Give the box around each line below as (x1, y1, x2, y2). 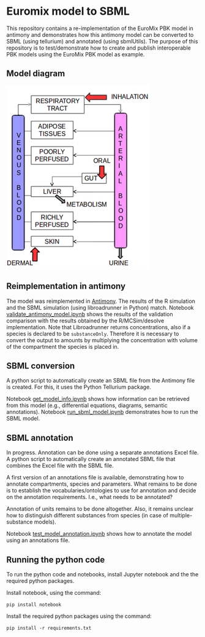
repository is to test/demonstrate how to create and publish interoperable (6, 44, 191, 51)
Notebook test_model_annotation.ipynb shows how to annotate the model (6, 530, 192, 538)
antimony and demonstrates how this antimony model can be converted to (6, 31, 194, 38)
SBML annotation (6, 432, 73, 443)
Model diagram (6, 69, 65, 79)
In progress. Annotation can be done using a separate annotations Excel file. (6, 449, 199, 456)
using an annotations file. (6, 536, 70, 544)
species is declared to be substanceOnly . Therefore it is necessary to (6, 330, 179, 337)
